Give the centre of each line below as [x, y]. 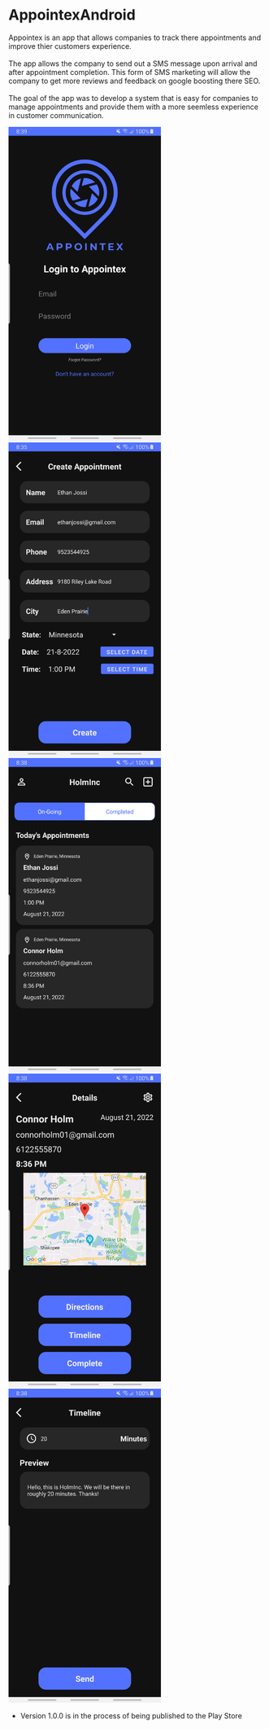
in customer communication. [56, 115]
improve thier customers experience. [70, 46]
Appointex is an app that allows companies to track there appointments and [135, 37]
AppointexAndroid [72, 15]
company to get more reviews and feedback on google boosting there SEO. [134, 81]
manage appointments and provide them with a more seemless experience [133, 107]
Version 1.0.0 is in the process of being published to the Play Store [131, 1716]
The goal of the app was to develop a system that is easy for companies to [133, 98]
